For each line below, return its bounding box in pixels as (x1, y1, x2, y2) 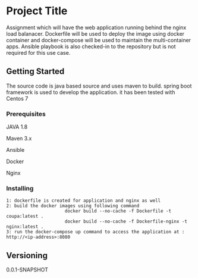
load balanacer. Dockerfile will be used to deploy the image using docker (6, 30, 185, 37)
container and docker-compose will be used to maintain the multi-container (6, 36, 191, 43)
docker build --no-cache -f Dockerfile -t (64, 208, 171, 214)
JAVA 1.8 (6, 123, 28, 130)
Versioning (6, 250, 48, 260)
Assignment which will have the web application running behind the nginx (6, 24, 187, 31)
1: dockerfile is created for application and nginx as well (6, 198, 161, 204)
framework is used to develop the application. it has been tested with (6, 88, 175, 96)
